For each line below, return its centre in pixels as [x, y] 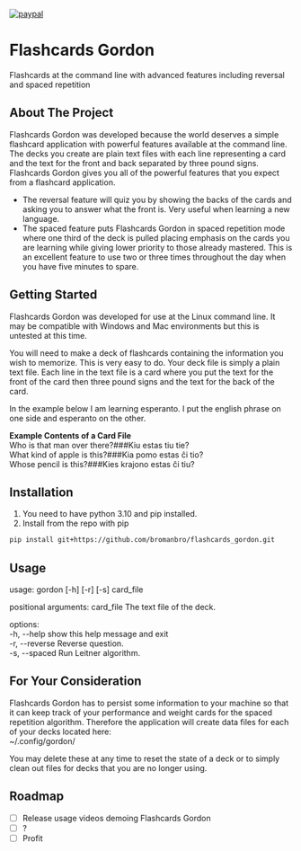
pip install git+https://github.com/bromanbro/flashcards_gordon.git [142, 540]
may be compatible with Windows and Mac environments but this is [134, 326]
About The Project [62, 113]
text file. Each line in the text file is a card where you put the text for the [142, 372]
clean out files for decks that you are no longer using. [108, 767]
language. [41, 218]
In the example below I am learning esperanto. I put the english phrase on [145, 408]
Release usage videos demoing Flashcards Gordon [116, 818]
